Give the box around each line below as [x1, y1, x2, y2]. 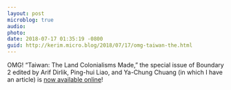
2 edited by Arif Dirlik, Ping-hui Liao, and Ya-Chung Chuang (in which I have [7, 68, 223, 76]
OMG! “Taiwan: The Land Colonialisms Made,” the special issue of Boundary [7, 61, 224, 69]
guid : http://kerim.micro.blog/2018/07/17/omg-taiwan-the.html [7, 42, 193, 49]
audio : [7, 23, 26, 30]
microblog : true [7, 16, 54, 23]
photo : [7, 29, 26, 36]
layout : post [7, 10, 45, 17]
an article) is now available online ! [7, 76, 103, 83]
